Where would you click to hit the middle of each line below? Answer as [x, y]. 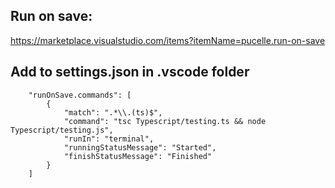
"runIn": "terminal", [109, 139]
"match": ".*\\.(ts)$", [113, 112]
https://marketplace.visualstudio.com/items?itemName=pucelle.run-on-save [168, 40]
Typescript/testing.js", [62, 130]
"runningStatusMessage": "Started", [140, 147]
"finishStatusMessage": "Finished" [138, 156]
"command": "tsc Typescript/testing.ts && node [165, 121]
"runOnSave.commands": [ [80, 95]
